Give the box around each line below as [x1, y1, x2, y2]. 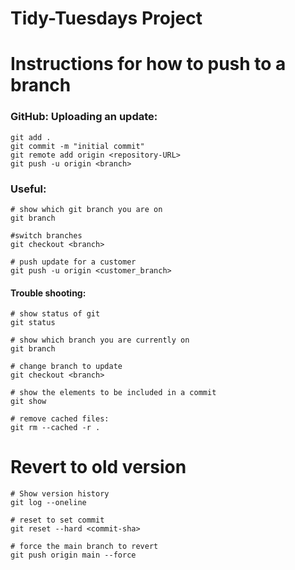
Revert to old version [10, 456, 187, 479]
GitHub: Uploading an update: [10, 110, 158, 124]
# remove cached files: [10, 414, 110, 424]
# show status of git [10, 309, 101, 319]
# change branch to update [10, 362, 123, 372]
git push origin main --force [10, 550, 137, 561]
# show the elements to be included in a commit [10, 388, 217, 398]
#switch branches [10, 230, 83, 241]
